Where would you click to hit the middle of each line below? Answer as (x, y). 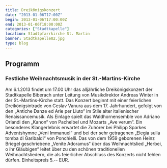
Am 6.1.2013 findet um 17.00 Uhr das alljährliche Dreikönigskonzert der (79, 89)
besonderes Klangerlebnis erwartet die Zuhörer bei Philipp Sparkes (76, 128)
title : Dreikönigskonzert (33, 10)
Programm (22, 64)
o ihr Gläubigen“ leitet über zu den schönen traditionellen (65, 149)
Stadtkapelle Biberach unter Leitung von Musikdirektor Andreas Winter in (82, 95)
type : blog (17, 43)
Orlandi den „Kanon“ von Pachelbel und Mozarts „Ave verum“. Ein (74, 122)
